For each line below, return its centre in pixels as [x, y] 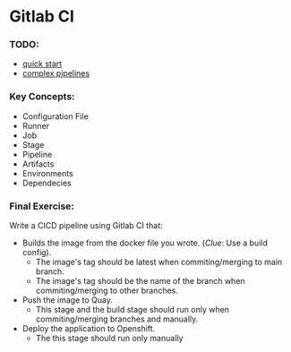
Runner [36, 125]
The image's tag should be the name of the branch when [140, 281]
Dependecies [47, 183]
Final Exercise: [42, 206]
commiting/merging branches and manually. [117, 319]
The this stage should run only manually [109, 339]
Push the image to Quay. [68, 300]
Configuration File [56, 116]
